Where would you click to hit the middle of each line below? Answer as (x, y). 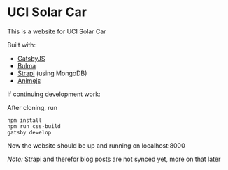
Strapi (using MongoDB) (52, 73)
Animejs (29, 80)
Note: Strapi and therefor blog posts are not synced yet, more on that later (114, 159)
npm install (24, 120)
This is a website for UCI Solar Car (57, 31)
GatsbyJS (31, 58)
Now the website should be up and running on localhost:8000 (96, 145)
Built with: (22, 45)
